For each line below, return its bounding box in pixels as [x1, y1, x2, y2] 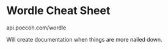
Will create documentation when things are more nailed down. [6, 36, 163, 43]
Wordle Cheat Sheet [6, 4, 111, 18]
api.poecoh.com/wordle [6, 24, 67, 31]
